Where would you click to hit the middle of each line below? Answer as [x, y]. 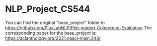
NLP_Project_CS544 [48, 9]
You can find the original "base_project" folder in [55, 23]
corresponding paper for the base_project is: [51, 33]
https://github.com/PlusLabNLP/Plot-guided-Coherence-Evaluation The [79, 27]
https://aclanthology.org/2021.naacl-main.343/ [53, 38]
